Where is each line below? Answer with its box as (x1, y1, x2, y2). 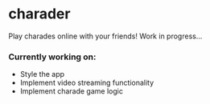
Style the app (19, 70, 65, 79)
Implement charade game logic (19, 86, 123, 96)
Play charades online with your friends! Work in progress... (8, 31, 203, 41)
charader (8, 5, 71, 23)
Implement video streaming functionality (19, 78, 154, 88)
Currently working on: (8, 51, 97, 62)
